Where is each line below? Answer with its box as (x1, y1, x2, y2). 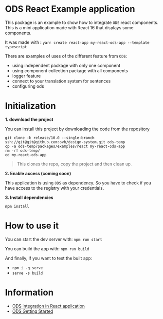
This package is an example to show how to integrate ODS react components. (5, 20, 159, 25)
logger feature (12, 73, 41, 79)
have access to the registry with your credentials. (5, 185, 104, 191)
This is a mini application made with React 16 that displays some (5, 24, 134, 30)
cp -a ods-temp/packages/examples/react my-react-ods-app (5, 144, 125, 149)
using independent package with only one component (12, 62, 121, 68)
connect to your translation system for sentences (12, 78, 111, 84)
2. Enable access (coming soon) (5, 170, 72, 176)
